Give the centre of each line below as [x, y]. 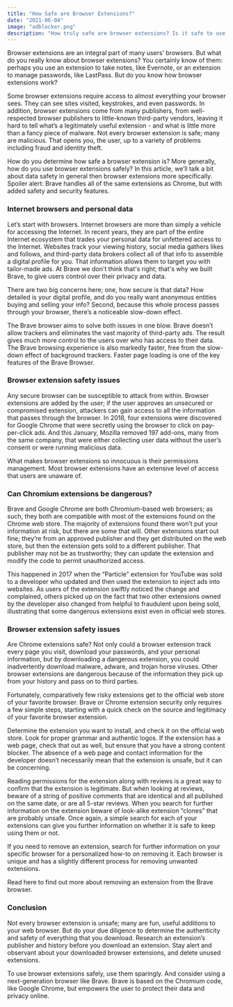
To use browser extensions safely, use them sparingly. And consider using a [116, 974]
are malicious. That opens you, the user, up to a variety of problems [104, 141]
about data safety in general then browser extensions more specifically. [110, 176]
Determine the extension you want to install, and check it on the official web [116, 731]
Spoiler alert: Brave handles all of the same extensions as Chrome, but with [115, 184]
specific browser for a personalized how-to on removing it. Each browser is [115, 854]
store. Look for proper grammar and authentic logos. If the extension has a [114, 738]
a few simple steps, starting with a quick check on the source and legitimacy [117, 710]
